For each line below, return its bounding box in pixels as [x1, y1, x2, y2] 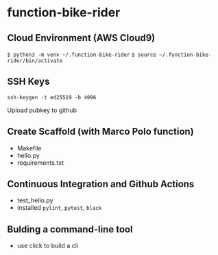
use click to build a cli [16, 241, 79, 250]
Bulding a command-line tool [7, 224, 133, 235]
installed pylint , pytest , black [16, 204, 102, 212]
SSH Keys [7, 76, 50, 88]
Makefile [16, 144, 42, 152]
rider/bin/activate [7, 57, 63, 64]
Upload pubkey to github [7, 106, 77, 114]
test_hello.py [16, 196, 53, 204]
